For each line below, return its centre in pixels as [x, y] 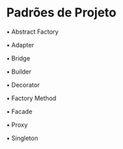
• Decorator [23, 84]
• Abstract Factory [32, 32]
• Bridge [18, 58]
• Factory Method [31, 98]
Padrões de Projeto [61, 13]
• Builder [19, 71]
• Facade [19, 111]
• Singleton [22, 138]
